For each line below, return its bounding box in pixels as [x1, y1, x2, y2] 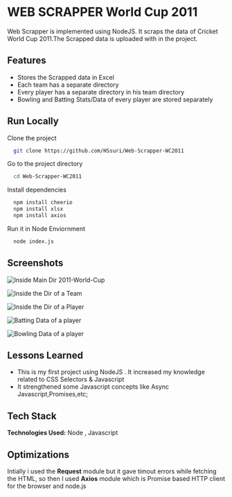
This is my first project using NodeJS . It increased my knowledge [17, 368, 206, 376]
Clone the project [7, 133, 57, 142]
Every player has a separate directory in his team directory [17, 87, 185, 96]
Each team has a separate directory [17, 81, 119, 89]
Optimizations [7, 448, 69, 460]
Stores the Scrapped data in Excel [17, 73, 114, 81]
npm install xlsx [13, 205, 64, 212]
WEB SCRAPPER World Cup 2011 [7, 4, 198, 20]
